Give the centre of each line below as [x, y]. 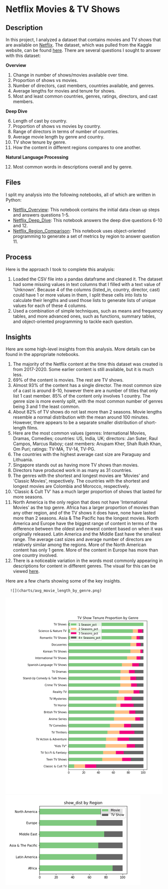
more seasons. [28, 497]
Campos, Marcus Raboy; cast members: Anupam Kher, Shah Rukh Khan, [87, 444]
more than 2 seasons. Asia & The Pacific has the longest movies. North [86, 518]
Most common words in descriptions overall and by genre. [73, 167]
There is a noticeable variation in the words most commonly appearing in [88, 560]
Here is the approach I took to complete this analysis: [60, 269]
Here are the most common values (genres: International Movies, [80, 433]
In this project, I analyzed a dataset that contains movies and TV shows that [83, 39]
